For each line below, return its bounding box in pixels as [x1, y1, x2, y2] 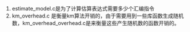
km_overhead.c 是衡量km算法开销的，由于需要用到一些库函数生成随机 [11, 12, 184, 19]
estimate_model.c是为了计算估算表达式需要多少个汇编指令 [11, 5, 155, 12]
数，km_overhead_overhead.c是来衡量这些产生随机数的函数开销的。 [11, 20, 180, 26]
